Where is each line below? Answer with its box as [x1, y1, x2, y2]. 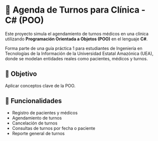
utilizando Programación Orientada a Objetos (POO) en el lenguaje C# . [5, 36, 148, 42]
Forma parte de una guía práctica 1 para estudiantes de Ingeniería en [5, 45, 142, 51]
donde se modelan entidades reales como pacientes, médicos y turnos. [5, 55, 148, 61]
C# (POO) [5, 15, 44, 26]
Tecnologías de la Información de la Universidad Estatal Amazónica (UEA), [5, 51, 154, 56]
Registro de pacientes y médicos [12, 109, 78, 116]
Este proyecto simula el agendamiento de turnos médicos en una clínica [5, 31, 149, 36]
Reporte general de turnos [12, 130, 65, 136]
